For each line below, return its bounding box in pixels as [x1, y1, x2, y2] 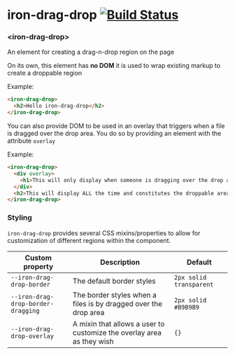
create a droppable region [7, 69, 83, 77]
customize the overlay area [72, 328, 162, 337]
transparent [173, 280, 214, 288]
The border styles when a [72, 290, 157, 300]
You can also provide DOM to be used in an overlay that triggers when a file [7, 122, 225, 130]
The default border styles [72, 276, 156, 286]
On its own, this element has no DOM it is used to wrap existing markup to [7, 62, 221, 70]
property [23, 261, 54, 271]
